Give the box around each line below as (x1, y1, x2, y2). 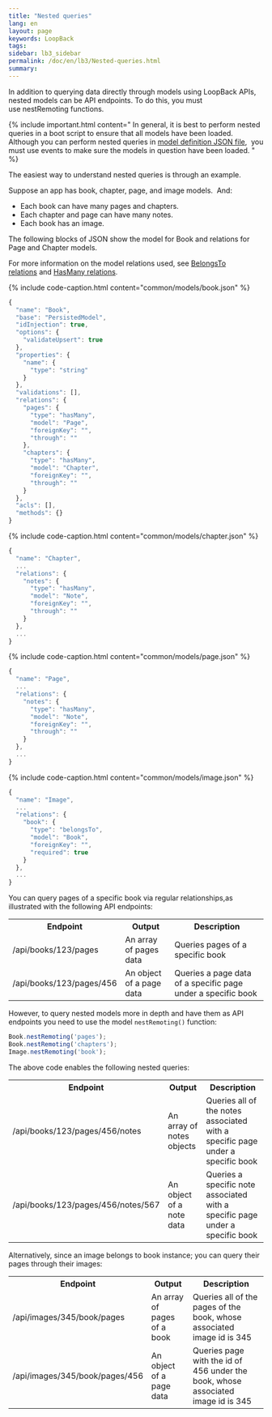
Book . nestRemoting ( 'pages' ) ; (8, 1033, 107, 1041)
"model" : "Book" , (29, 833, 89, 841)
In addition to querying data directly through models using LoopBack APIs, (8, 87, 257, 96)
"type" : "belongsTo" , (29, 826, 104, 834)
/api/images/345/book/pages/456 (12, 1370, 144, 1381)
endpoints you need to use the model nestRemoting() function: (8, 1017, 217, 1027)
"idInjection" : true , (15, 321, 89, 329)
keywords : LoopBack (8, 34, 74, 43)
